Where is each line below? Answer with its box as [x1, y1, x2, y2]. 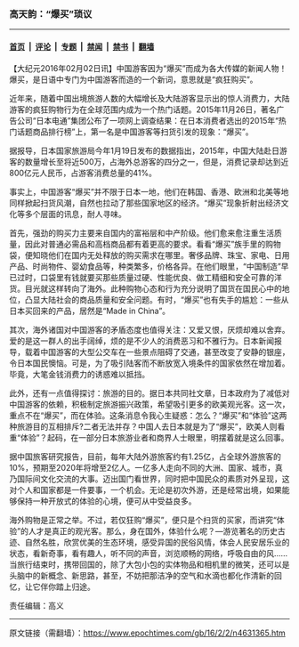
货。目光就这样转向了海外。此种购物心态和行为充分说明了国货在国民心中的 [9, 283, 282, 294]
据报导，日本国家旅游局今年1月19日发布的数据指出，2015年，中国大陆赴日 [9, 145, 280, 156]
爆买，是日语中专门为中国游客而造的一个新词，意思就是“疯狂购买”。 [9, 74, 258, 85]
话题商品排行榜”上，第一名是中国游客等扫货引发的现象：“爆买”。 [16, 126, 254, 137]
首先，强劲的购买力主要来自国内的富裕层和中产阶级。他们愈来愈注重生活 [9, 227, 274, 238]
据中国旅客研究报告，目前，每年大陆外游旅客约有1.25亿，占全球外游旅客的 [9, 451, 282, 462]
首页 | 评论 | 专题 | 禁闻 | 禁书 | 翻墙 [9, 41, 155, 52]
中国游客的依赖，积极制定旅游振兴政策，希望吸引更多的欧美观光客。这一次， [9, 399, 290, 409]
